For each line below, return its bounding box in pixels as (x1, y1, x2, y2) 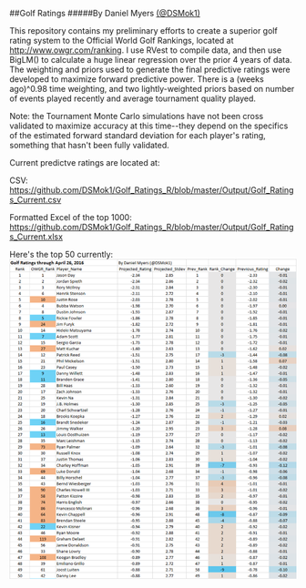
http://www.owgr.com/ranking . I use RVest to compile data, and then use (9, 45, 282, 56)
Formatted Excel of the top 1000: (9, 212, 132, 222)
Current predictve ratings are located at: (9, 157, 160, 167)
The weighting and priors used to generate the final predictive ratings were (9, 64, 291, 75)
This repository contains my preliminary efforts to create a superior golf (9, 25, 278, 35)
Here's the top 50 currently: (9, 249, 114, 259)
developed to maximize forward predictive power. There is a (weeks (9, 74, 264, 85)
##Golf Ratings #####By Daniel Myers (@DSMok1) (9, 8, 200, 18)
